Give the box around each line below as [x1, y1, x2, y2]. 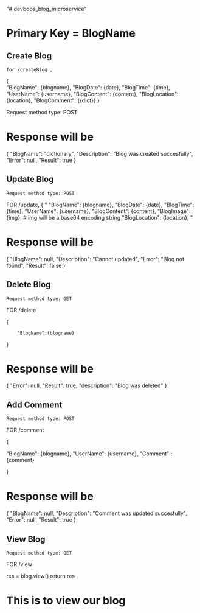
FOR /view [6, 561, 32, 568]
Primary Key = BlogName [6, 27, 136, 40]
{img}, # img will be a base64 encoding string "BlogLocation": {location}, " [6, 214, 193, 221]
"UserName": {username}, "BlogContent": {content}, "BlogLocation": [6, 91, 179, 97]
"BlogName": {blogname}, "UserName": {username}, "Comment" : [6, 450, 173, 457]
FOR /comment [6, 426, 44, 434]
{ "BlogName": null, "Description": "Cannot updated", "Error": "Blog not [6, 255, 184, 262]
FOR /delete [6, 306, 36, 314]
